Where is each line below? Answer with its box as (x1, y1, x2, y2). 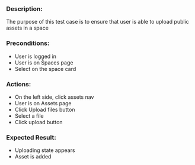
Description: (6, 5, 43, 13)
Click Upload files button (14, 106, 75, 113)
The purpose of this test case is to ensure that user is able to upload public (6, 18, 190, 25)
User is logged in (14, 53, 56, 60)
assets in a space (6, 24, 49, 31)
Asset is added (14, 153, 52, 160)
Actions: (6, 80, 31, 88)
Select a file (14, 112, 44, 119)
